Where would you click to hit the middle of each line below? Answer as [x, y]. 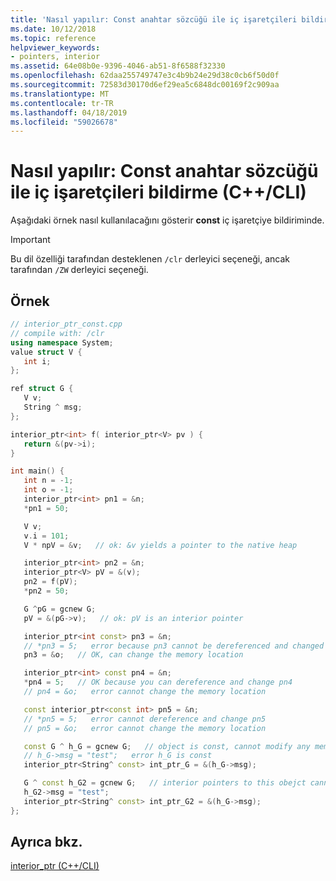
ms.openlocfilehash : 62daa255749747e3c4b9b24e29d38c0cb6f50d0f [145, 76]
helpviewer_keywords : [55, 47]
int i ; [37, 361]
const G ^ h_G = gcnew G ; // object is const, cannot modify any [167, 746]
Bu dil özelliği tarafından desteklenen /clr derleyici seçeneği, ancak [150, 259]
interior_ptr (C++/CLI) [55, 866]
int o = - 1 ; [48, 490]
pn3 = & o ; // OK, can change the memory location [133, 655]
